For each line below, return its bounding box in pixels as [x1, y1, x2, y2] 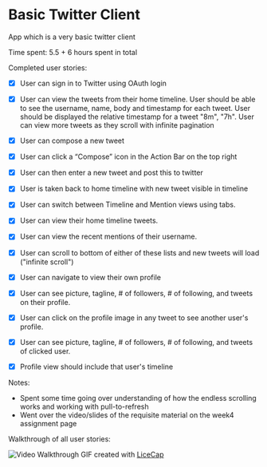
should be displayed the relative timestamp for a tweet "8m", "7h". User [19, 112, 255, 121]
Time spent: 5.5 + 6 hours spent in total [8, 47, 138, 57]
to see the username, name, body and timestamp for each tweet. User [19, 104, 251, 113]
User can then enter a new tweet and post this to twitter [19, 168, 203, 177]
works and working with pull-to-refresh [19, 402, 149, 411]
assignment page [19, 418, 77, 428]
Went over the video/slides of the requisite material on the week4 [19, 410, 234, 420]
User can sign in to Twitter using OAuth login [19, 78, 167, 88]
